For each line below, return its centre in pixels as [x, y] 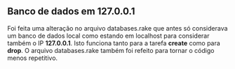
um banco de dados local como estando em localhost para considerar [108, 36]
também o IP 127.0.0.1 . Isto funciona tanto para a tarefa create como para [114, 43]
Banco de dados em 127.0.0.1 [71, 11]
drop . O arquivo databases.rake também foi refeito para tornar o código [111, 50]
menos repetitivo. [33, 58]
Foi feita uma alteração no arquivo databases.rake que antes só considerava [117, 28]
